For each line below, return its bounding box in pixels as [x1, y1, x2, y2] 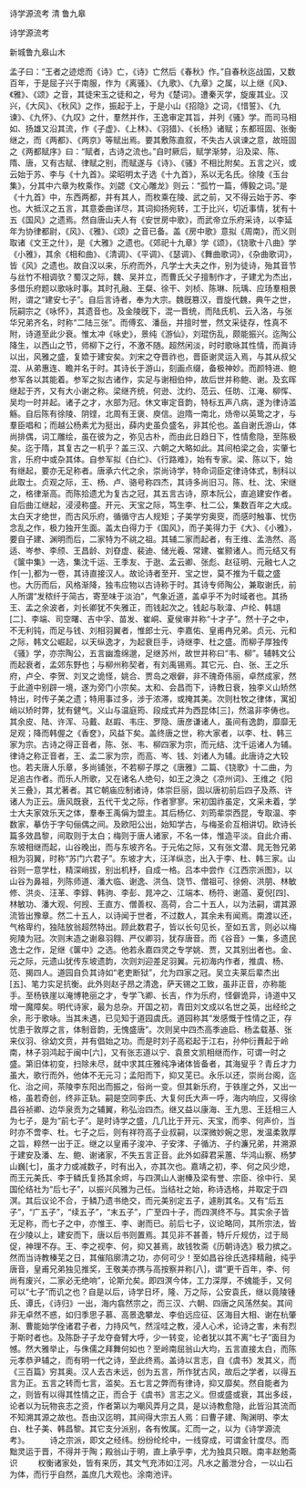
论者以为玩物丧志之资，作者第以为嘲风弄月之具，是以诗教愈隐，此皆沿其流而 [9, 1400, 297, 1411]
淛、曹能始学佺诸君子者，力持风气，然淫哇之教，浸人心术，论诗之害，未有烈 [9, 1321, 297, 1331]
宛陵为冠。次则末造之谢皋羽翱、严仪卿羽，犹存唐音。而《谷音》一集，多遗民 [9, 933, 297, 943]
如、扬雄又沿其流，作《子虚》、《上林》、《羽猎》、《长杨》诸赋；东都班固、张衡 [9, 123, 297, 134]
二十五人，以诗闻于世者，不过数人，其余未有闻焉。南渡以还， [65, 910, 297, 921]
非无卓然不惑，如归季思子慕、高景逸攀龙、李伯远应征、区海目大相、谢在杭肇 [9, 1309, 297, 1320]
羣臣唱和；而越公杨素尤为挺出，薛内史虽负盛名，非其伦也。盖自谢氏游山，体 [9, 420, 297, 431]
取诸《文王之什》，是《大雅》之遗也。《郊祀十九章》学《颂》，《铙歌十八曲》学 [9, 237, 297, 248]
